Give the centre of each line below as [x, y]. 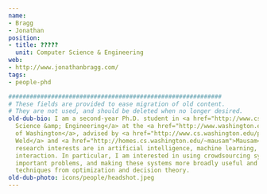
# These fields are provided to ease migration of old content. [117, 104]
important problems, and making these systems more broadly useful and [137, 163]
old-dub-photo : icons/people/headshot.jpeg [81, 178]
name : [17, 16]
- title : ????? [33, 45]
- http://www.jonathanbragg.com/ [64, 68]
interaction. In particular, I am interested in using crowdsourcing [133, 156]
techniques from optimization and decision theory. [103, 171]
